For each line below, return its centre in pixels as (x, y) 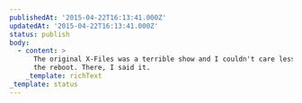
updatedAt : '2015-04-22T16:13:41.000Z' (84, 26)
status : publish (40, 34)
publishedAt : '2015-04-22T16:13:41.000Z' (88, 17)
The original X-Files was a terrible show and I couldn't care (154, 59)
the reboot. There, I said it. (92, 68)
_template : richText (64, 76)
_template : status (44, 84)
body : (19, 43)
